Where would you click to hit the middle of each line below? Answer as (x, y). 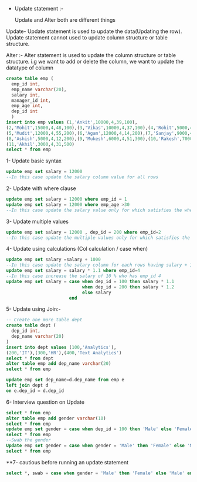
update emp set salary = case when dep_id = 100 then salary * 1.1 (90, 281)
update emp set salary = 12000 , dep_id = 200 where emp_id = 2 (84, 232)
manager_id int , (31, 100)
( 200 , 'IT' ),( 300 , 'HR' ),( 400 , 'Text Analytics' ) (64, 353)
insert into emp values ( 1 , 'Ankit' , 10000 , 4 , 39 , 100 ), (72, 122)
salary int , (26, 95)
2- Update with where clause (41, 188)
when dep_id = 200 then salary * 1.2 (128, 287)
